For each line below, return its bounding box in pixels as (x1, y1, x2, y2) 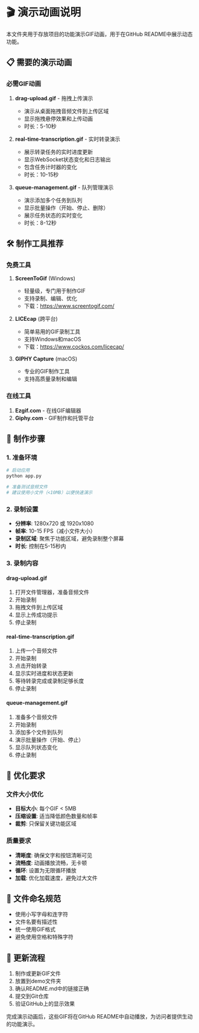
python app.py (6, 473, 42, 479)
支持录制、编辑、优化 (24, 295, 77, 302)
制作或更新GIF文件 (14, 970, 62, 977)
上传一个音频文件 (14, 647, 58, 654)
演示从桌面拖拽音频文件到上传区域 (24, 107, 109, 115)
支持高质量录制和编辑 (24, 375, 77, 382)
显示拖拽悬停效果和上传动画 (24, 115, 93, 122)
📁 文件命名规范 (6, 893, 62, 904)
